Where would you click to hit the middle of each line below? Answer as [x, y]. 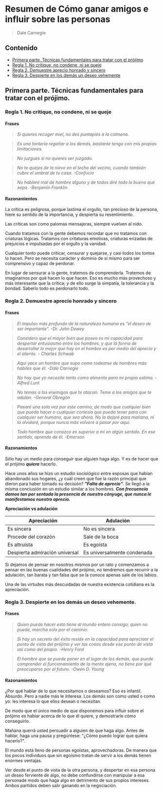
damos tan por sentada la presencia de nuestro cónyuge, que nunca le [78, 494]
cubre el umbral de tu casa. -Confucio [55, 173]
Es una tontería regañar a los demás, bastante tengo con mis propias [87, 144]
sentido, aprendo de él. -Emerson [51, 437]
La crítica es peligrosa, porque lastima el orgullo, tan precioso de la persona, [82, 210]
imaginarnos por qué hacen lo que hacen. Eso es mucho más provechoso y [81, 278]
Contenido [21, 48]
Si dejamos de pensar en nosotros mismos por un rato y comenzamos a [77, 564]
